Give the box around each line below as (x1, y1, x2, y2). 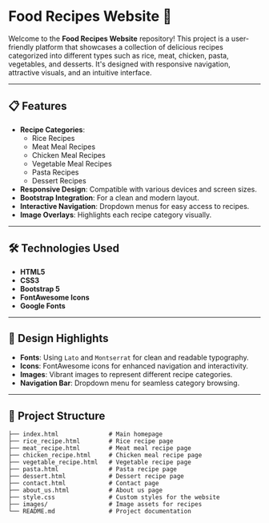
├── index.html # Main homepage (8, 430, 163, 439)
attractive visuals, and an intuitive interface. (8, 67, 152, 77)
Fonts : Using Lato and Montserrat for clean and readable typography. (19, 352, 250, 363)
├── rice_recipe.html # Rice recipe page (8, 437, 174, 445)
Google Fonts (19, 300, 66, 311)
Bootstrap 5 (19, 284, 60, 293)
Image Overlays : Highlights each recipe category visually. (19, 210, 212, 219)
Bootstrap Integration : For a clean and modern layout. (19, 192, 200, 203)
